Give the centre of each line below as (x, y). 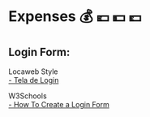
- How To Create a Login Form (59, 104)
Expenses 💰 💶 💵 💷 (75, 17)
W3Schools (28, 96)
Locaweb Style (33, 71)
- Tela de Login (34, 80)
